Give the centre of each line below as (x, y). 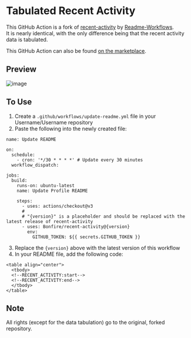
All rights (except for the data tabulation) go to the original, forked (86, 322)
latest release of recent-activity (50, 221)
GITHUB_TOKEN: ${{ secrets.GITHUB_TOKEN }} (86, 237)
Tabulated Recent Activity (71, 11)
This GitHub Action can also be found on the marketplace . (76, 50)
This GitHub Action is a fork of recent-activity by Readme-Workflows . (90, 27)
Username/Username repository (53, 122)
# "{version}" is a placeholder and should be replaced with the (103, 216)
